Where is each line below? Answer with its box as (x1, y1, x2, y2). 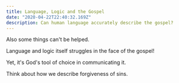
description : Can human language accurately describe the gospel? (6, 20, 174, 25)
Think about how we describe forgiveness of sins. (6, 71, 129, 78)
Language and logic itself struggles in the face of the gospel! (6, 47, 155, 55)
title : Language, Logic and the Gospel (6, 8, 105, 15)
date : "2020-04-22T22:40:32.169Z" (6, 14, 92, 20)
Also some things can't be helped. (6, 36, 90, 43)
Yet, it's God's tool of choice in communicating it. (6, 59, 126, 66)
